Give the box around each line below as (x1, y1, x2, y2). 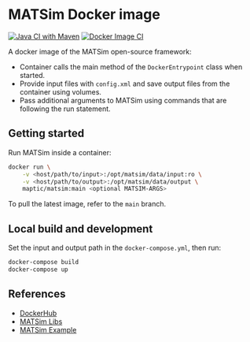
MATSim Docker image (8, 6, 161, 24)
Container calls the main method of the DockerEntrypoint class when (19, 61, 243, 72)
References (8, 288, 66, 301)
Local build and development (8, 222, 153, 236)
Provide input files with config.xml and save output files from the (19, 79, 230, 88)
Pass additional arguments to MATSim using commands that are (19, 95, 227, 105)
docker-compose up (8, 266, 68, 273)
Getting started (8, 127, 85, 140)
